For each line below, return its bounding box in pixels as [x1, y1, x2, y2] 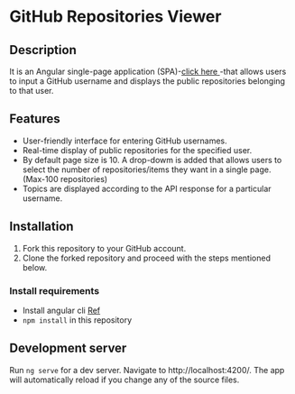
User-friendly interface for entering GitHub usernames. [22, 135, 227, 146]
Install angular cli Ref [22, 305, 101, 316]
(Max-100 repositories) [22, 173, 108, 184]
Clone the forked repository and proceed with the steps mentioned [22, 252, 271, 263]
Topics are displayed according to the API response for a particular [22, 183, 272, 194]
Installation [9, 219, 74, 234]
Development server [9, 341, 127, 356]
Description [9, 42, 77, 58]
